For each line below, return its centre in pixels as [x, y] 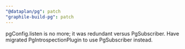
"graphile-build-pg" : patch [40, 17]
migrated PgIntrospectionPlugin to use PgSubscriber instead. [79, 40]
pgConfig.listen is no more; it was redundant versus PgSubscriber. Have [92, 33]
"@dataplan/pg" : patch [33, 11]
